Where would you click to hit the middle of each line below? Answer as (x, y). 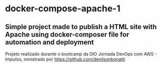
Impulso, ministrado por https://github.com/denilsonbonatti (65, 59)
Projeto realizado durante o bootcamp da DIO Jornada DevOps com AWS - (81, 54)
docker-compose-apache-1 (63, 9)
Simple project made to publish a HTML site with (81, 27)
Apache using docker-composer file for (67, 34)
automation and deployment (50, 42)
